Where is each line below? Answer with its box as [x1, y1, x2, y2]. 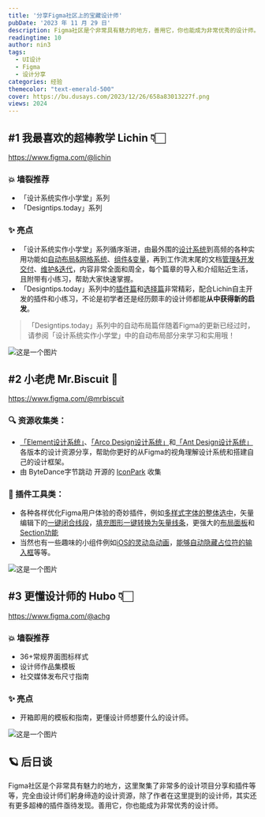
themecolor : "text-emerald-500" [8, 85, 114, 93]
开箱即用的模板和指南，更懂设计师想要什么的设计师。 [19, 713, 193, 722]
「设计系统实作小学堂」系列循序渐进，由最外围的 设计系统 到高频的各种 [19, 244, 248, 254]
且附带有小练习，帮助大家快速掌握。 [19, 274, 138, 283]
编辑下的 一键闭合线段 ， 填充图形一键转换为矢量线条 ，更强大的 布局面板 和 [19, 517, 255, 527]
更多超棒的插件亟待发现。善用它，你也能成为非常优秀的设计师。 [14, 800, 222, 811]
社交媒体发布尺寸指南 [19, 671, 89, 681]
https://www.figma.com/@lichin [8, 152, 112, 162]
